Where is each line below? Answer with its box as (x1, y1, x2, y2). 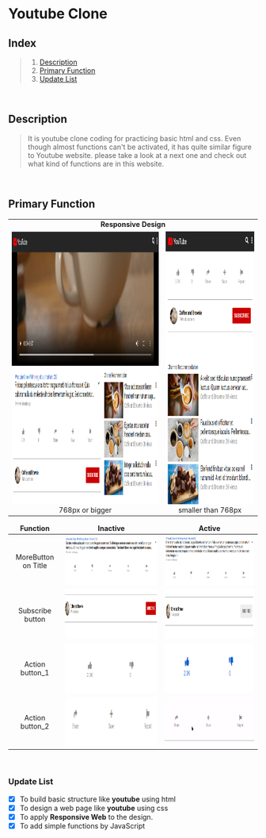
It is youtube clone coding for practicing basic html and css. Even (27, 133, 241, 143)
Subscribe (18, 605, 51, 615)
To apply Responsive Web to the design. (19, 812, 154, 821)
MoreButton (15, 552, 55, 562)
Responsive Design (100, 220, 166, 229)
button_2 (20, 721, 50, 731)
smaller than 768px (177, 505, 242, 514)
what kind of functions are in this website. (27, 159, 165, 168)
